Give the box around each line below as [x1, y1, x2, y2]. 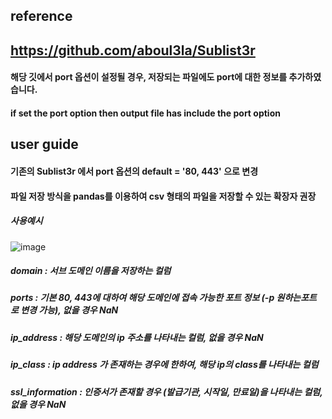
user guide [10, 136, 79, 153]
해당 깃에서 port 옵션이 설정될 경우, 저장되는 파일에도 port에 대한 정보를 [10, 71, 288, 83]
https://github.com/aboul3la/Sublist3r [10, 42, 256, 59]
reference [10, 8, 73, 25]
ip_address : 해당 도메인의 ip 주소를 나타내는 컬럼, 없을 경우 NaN [10, 331, 264, 343]
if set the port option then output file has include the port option [10, 107, 281, 119]
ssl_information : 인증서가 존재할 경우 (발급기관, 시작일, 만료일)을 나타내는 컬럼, [10, 385, 323, 398]
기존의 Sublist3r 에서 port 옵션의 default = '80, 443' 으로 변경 [10, 165, 259, 177]
